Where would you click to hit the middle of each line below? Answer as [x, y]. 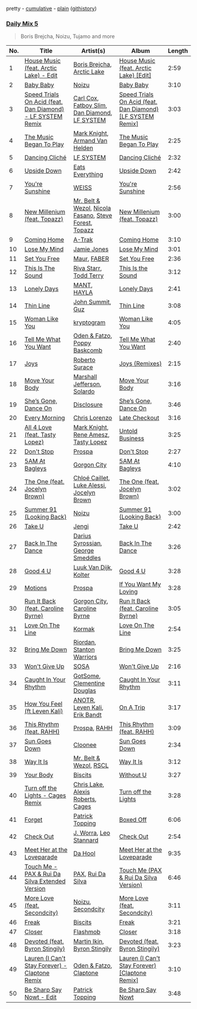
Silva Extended [45, 881]
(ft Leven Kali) [44, 711]
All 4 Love [38, 428]
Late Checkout [139, 418]
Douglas [85, 690]
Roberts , [85, 799]
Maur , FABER [91, 259]
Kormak [84, 629]
